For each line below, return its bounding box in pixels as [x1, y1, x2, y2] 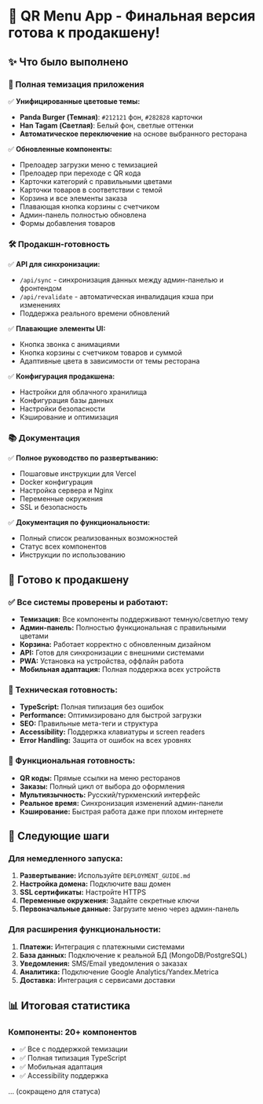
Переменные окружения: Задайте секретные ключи [19, 896, 199, 906]
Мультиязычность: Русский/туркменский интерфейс [19, 790, 201, 799]
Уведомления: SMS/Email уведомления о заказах [19, 958, 188, 968]
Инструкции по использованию [19, 550, 126, 559]
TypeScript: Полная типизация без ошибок [19, 702, 164, 711]
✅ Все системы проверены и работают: [8, 596, 169, 607]
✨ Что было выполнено [8, 55, 129, 68]
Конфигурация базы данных [19, 396, 114, 405]
